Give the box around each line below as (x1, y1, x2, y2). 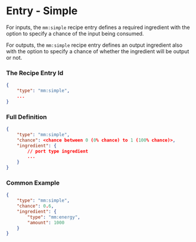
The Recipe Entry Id (6, 69, 64, 77)
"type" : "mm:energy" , (27, 214, 81, 220)
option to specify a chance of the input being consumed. (6, 30, 144, 37)
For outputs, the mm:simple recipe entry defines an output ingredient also (6, 41, 183, 49)
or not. (6, 54, 22, 61)
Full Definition (6, 112, 47, 121)
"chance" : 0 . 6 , (17, 203, 54, 209)
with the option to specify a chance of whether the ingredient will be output (6, 47, 190, 54)
